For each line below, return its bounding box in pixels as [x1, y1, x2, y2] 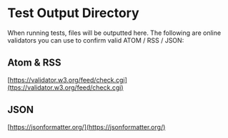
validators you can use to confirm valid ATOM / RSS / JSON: [7, 36, 184, 44]
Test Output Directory [7, 5, 139, 21]
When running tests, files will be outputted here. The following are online [7, 28, 222, 37]
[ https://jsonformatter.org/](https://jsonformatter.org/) [7, 122, 166, 131]
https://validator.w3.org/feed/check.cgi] [9, 75, 127, 84]
